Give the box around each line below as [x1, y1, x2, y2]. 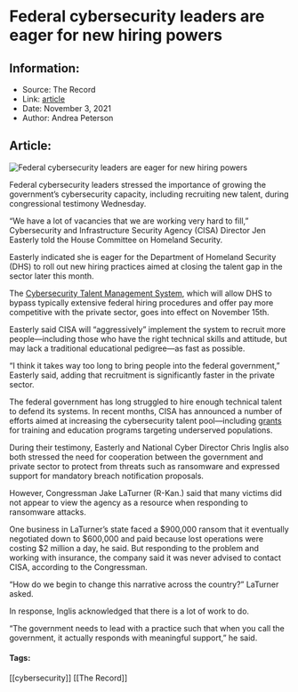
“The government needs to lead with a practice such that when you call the [9, 623, 285, 633]
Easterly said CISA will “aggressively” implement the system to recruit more [9, 323, 286, 335]
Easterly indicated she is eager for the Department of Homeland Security [9, 251, 277, 262]
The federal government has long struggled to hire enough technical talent [9, 396, 283, 407]
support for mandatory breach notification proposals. [9, 470, 205, 481]
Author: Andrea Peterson [21, 113, 114, 123]
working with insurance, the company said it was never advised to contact [9, 552, 282, 563]
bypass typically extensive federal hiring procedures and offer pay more [9, 297, 274, 308]
